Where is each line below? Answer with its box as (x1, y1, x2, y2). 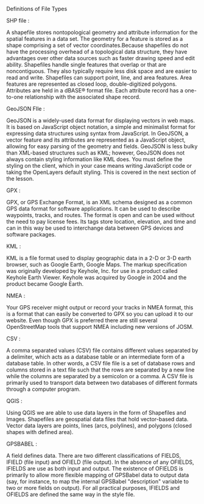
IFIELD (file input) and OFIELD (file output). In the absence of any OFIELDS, (6, 458, 194, 466)
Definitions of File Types (6, 5, 68, 12)
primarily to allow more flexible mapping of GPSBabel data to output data (6, 471, 189, 478)
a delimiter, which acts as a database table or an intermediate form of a (6, 353, 185, 361)
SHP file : (6, 17, 30, 24)
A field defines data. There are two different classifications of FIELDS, (6, 452, 181, 459)
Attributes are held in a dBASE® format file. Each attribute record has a (6, 87, 184, 94)
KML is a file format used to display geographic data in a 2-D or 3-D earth (6, 255, 192, 261)
